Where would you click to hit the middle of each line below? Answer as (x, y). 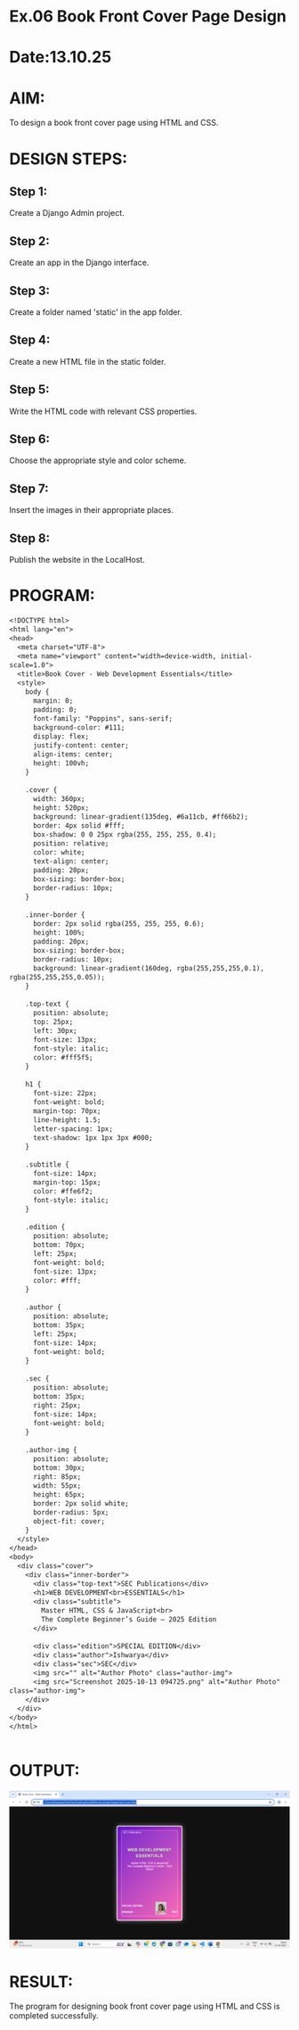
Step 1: (28, 191)
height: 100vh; (61, 763)
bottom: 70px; (59, 1245)
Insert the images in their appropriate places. (91, 510)
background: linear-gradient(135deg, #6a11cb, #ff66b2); (141, 817)
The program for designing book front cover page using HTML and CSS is (145, 2006)
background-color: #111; (79, 727)
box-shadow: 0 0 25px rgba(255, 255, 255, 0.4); (125, 834)
